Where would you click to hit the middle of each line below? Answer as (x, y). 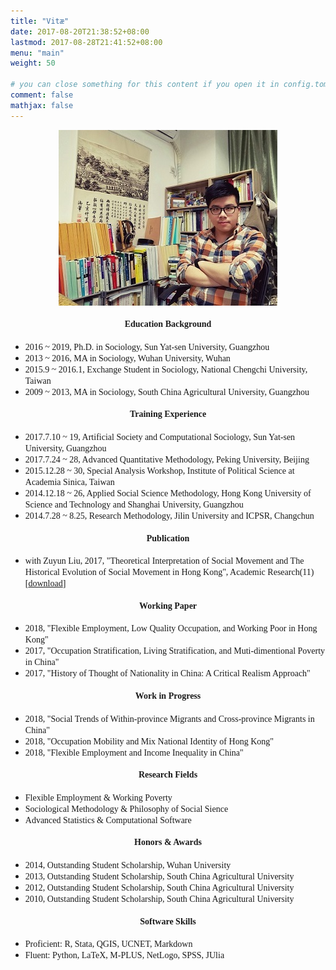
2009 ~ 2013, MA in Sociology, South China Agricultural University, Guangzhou (167, 391)
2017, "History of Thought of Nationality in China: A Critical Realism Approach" (167, 673)
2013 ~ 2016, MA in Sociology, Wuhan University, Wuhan (127, 358)
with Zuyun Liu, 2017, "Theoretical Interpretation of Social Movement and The (164, 561)
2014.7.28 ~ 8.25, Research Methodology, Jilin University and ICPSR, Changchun (169, 516)
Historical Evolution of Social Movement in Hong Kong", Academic (145, 572)
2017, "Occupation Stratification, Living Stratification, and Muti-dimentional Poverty (175, 651)
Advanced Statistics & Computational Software (108, 820)
